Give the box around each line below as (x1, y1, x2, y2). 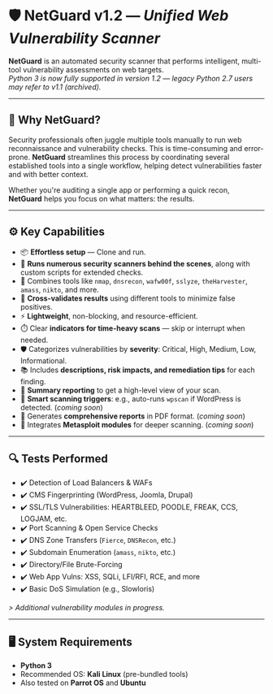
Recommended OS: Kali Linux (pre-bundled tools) (19, 670, 188, 679)
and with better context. (8, 169, 89, 179)
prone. (8, 152, 31, 162)
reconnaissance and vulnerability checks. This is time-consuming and (8, 143, 243, 153)
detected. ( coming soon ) (19, 402, 103, 412)
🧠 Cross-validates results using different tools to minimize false (19, 293, 236, 303)
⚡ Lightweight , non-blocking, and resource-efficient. (19, 310, 199, 321)
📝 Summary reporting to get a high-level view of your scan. (19, 385, 222, 395)
